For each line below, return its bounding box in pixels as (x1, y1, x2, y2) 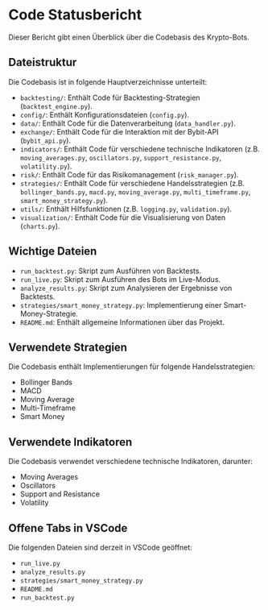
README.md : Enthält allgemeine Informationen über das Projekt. (19, 317, 225, 327)
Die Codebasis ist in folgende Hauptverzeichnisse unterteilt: (8, 77, 208, 86)
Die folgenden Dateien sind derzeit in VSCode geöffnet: (8, 542, 193, 552)
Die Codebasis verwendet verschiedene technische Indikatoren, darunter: (8, 457, 254, 467)
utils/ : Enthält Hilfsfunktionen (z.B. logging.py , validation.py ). (19, 204, 232, 214)
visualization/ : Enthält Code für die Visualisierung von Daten (19, 212, 226, 222)
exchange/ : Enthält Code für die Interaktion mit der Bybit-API (19, 127, 219, 136)
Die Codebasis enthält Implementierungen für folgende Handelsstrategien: (8, 362, 255, 371)
